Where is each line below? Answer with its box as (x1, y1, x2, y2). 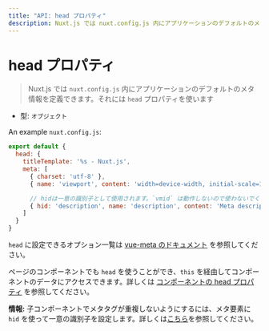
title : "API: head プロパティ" (8, 11, 106, 20)
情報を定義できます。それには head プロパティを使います (27, 94, 215, 104)
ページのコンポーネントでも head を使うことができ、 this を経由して (8, 267, 232, 277)
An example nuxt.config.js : (8, 127, 102, 137)
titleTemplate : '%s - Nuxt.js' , (22, 158, 130, 166)
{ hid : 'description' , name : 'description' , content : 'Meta (29, 202, 235, 210)
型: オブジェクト (19, 111, 68, 121)
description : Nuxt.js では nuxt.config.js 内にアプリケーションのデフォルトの (8, 19, 255, 27)
